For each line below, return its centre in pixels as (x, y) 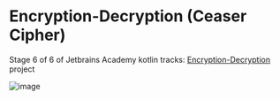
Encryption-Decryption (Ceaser (128, 16)
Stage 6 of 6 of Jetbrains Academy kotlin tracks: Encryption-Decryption (140, 59)
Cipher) (38, 35)
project (22, 69)
